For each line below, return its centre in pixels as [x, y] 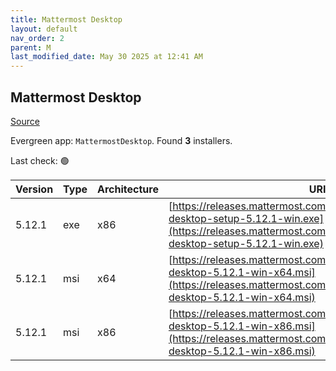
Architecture [128, 189]
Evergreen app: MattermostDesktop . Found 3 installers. [121, 140]
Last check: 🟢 [40, 160]
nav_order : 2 [37, 38]
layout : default [44, 29]
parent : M [31, 47]
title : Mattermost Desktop [66, 19]
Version [34, 189]
